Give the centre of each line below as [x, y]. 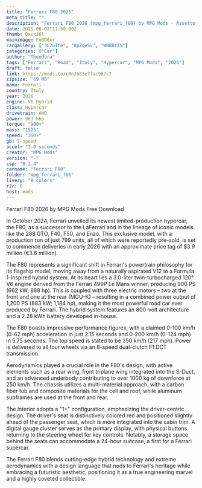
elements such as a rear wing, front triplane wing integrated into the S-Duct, [101, 371]
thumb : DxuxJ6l [25, 34]
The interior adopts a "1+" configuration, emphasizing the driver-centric [95, 409]
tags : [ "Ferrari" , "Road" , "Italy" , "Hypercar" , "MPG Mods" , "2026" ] [96, 62]
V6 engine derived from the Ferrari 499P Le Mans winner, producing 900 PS [101, 284]
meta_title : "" [25, 18]
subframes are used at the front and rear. [57, 397]
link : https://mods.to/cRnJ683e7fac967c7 [59, 74]
